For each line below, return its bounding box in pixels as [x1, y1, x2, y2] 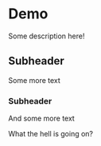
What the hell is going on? [8, 129, 94, 139]
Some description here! [8, 31, 85, 41]
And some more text [8, 113, 76, 124]
